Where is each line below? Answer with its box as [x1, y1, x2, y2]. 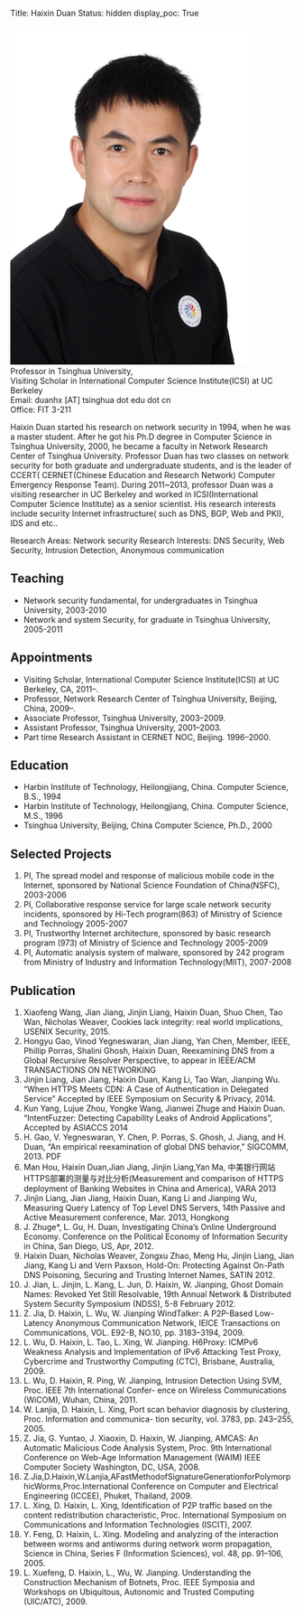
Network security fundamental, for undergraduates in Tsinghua [23, 595, 258, 606]
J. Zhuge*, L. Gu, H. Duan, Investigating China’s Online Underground [23, 1222, 277, 1233]
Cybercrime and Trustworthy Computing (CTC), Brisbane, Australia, [23, 1356, 275, 1367]
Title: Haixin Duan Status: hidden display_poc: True [10, 8, 199, 18]
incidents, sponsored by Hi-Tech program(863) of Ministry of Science [23, 908, 283, 920]
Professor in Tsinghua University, [10, 366, 133, 376]
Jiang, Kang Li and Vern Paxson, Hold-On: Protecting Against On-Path [23, 1260, 285, 1271]
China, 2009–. [23, 702, 76, 713]
